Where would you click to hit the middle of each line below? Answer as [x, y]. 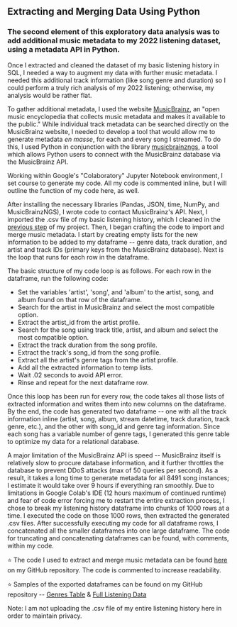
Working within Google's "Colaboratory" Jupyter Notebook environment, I [115, 175]
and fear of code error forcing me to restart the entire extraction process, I [116, 500]
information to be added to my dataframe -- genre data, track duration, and [117, 242]
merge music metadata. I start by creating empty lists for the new [103, 234]
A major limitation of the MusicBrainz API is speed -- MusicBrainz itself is [114, 455]
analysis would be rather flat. [50, 95]
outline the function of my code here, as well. [73, 190]
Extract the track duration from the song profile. [87, 345]
